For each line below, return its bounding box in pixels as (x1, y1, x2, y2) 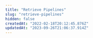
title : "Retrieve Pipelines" (5, 7, 66, 12)
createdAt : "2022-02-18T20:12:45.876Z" (5, 21, 89, 26)
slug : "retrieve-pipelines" (5, 12, 64, 17)
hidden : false (5, 16, 35, 21)
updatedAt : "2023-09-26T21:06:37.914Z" (5, 26, 89, 31)
